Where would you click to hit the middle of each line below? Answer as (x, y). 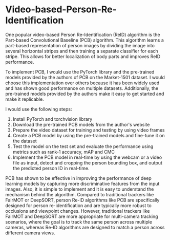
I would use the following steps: (39, 109)
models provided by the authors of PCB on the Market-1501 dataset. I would (85, 77)
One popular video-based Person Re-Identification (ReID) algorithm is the (83, 34)
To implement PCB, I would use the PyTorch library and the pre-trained (80, 72)
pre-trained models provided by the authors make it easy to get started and (85, 94)
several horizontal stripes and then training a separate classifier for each (82, 51)
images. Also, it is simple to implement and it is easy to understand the (80, 189)
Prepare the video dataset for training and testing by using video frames (89, 130)
